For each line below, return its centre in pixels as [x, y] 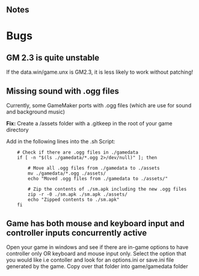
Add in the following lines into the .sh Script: [61, 142]
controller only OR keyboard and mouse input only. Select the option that [96, 254]
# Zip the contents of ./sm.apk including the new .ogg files [107, 189]
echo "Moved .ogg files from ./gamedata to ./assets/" [98, 179]
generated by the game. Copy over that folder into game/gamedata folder [97, 266]
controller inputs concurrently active [77, 232]
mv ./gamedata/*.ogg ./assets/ [67, 173]
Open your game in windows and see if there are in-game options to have [97, 247]
